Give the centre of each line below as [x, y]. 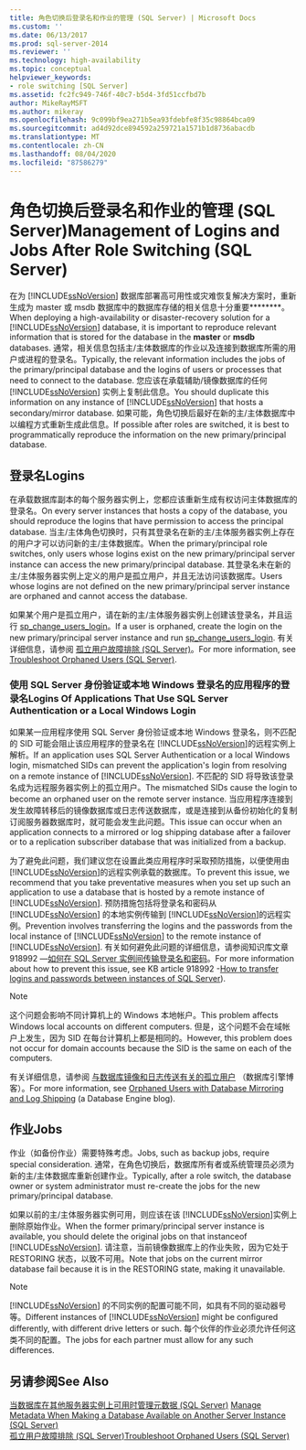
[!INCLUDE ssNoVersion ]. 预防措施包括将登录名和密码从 [113, 903]
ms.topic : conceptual [51, 70]
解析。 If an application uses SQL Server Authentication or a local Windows [150, 755]
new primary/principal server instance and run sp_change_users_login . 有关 [152, 638]
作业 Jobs [36, 1129]
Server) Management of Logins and [145, 231]
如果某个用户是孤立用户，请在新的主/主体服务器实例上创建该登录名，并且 [147, 615]
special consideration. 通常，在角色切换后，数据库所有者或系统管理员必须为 [152, 1165]
